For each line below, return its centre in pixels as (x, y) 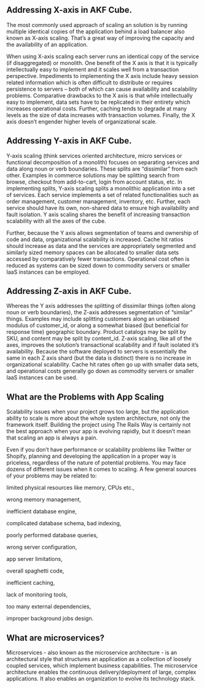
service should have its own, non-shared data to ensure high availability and (103, 207)
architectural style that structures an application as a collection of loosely (99, 659)
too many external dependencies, (49, 606)
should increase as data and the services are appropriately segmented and (101, 245)
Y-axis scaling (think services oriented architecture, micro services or (94, 155)
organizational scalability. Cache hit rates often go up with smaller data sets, (103, 365)
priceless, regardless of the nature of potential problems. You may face (96, 463)
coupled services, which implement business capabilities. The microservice (102, 666)
